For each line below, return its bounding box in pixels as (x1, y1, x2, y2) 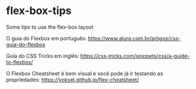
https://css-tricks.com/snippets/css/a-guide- (80, 52, 190, 59)
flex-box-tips (6, 4, 72, 18)
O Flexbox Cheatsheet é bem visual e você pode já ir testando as (6, 70, 163, 77)
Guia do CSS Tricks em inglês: (6, 52, 79, 59)
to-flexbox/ (6, 59, 33, 66)
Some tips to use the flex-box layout (6, 23, 94, 30)
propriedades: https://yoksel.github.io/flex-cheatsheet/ (6, 76, 139, 83)
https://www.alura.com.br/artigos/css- (87, 35, 181, 42)
